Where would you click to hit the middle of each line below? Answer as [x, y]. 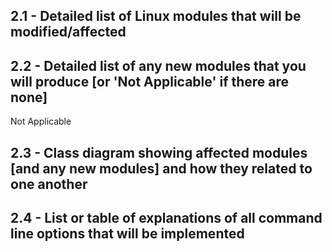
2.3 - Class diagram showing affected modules [159, 152]
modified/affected [68, 32]
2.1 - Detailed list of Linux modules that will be [156, 16]
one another [49, 184]
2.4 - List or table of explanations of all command [166, 217]
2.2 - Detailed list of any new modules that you [158, 65]
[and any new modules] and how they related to [161, 168]
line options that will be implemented [127, 233]
